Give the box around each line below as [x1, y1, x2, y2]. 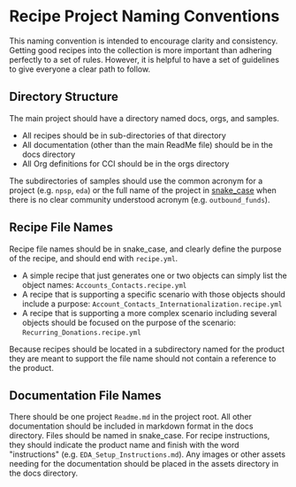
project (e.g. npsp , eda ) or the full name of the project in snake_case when [9, 184, 277, 196]
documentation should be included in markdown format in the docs [9, 421, 254, 431]
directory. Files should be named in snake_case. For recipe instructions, [9, 430, 270, 441]
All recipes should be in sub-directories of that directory [21, 130, 227, 141]
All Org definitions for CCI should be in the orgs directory [21, 158, 230, 169]
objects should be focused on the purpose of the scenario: [21, 317, 237, 328]
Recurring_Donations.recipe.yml [21, 328, 141, 337]
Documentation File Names [9, 388, 162, 403]
